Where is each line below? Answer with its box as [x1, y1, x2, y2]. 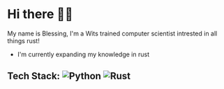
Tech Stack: [7, 70, 61, 82]
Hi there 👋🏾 [7, 6, 73, 22]
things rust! [7, 36, 40, 44]
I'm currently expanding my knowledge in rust [17, 50, 150, 58]
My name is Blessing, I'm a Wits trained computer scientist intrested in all [7, 29, 218, 38]
